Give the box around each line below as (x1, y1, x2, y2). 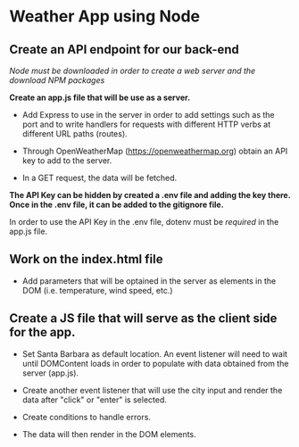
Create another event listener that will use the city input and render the (21, 385, 283, 395)
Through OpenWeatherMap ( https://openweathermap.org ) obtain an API (21, 145, 288, 156)
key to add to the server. (21, 155, 112, 166)
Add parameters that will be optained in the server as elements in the (21, 275, 277, 286)
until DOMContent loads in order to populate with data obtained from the (21, 358, 289, 368)
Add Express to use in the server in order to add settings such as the (21, 110, 275, 120)
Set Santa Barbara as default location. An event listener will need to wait (21, 348, 288, 359)
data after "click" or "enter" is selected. (21, 394, 168, 405)
